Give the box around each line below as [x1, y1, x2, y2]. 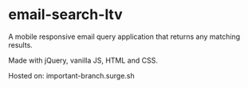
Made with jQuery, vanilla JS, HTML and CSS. [8, 55, 158, 65]
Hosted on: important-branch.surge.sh [8, 71, 136, 80]
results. [8, 40, 33, 49]
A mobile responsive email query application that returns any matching [8, 32, 241, 41]
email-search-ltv [8, 6, 124, 24]
